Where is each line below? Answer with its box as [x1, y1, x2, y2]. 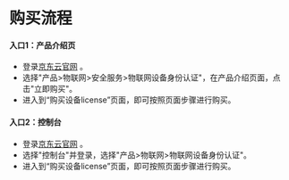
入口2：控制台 [9, 117, 62, 127]
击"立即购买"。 [21, 84, 78, 94]
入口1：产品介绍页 [9, 39, 76, 50]
